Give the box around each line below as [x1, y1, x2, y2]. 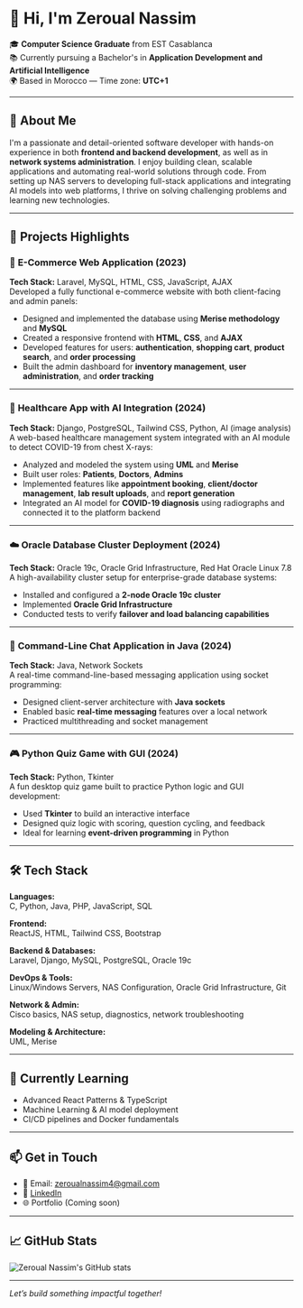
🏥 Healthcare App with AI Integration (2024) [9, 401, 207, 414]
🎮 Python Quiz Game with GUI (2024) [9, 748, 179, 760]
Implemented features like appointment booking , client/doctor [22, 478, 259, 489]
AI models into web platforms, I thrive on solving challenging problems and [9, 185, 287, 196]
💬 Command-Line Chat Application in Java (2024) [9, 640, 232, 652]
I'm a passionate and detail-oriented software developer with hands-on [9, 137, 274, 148]
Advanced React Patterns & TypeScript [22, 1095, 168, 1106]
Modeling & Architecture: [9, 1027, 106, 1037]
